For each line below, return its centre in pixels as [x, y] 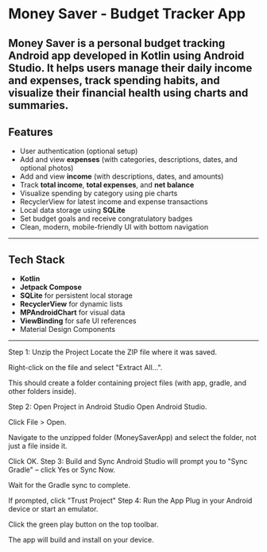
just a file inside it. [38, 446]
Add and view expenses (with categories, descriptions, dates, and [129, 160]
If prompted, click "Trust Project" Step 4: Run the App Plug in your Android [130, 500]
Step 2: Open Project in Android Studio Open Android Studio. [108, 407]
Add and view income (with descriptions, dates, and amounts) [122, 176]
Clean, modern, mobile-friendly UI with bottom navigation [114, 227]
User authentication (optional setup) [79, 151]
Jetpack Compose [50, 288]
